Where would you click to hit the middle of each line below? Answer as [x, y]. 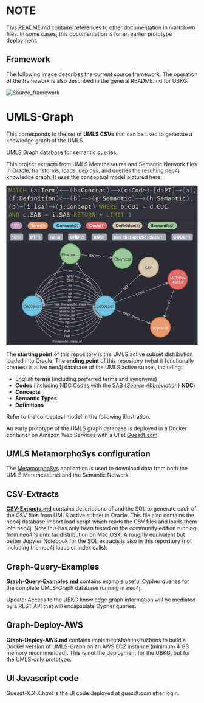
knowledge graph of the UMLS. [46, 140]
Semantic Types [36, 398]
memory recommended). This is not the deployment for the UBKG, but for [98, 652]
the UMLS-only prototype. [39, 659]
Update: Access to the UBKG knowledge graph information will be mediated [101, 600]
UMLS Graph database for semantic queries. [62, 152]
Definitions [29, 405]
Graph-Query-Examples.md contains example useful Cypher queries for [98, 581]
